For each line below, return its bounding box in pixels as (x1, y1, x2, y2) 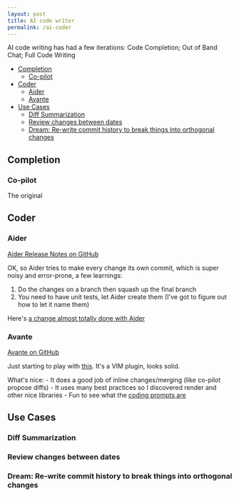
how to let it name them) (17, 300, 90, 308)
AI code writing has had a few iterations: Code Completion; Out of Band (7, 44, 218, 52)
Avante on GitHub (7, 348, 59, 357)
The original (7, 191, 43, 200)
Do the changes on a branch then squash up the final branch (17, 285, 197, 293)
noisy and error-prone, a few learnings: (7, 271, 123, 279)
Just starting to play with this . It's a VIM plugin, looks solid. (7, 362, 180, 371)
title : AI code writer (7, 17, 75, 24)
